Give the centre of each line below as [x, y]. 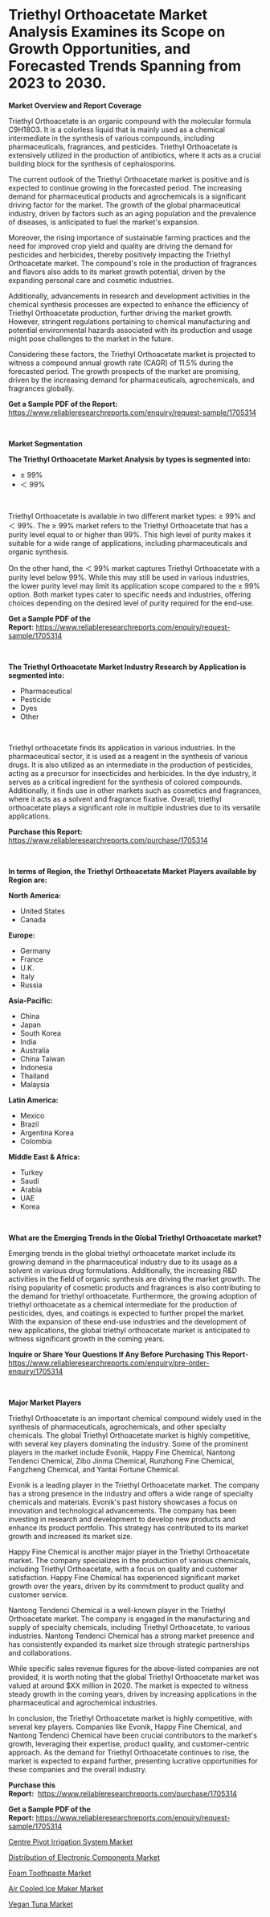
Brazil [29, 1124]
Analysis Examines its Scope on [117, 32]
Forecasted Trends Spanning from [125, 66]
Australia [35, 1050]
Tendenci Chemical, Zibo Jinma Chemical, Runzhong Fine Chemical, [121, 1460]
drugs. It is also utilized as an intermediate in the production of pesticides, [131, 765]
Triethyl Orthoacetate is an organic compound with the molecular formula [130, 121]
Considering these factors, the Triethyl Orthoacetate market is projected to [132, 354]
